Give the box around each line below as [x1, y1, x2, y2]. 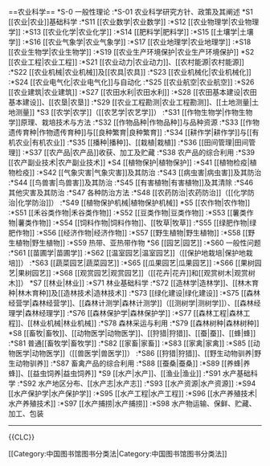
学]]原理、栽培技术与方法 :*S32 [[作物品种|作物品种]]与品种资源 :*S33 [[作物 [8, 117, 260, 127]
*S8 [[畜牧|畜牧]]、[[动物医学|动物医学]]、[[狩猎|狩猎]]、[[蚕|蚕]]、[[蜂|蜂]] [8, 329, 256, 337]
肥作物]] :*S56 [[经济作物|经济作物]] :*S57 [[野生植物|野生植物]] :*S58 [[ [8, 228, 248, 237]
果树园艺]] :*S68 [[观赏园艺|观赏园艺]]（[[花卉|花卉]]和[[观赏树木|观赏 [17, 268, 249, 277]
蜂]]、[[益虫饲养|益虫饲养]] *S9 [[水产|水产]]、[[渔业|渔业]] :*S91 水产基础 [8, 369, 252, 378]
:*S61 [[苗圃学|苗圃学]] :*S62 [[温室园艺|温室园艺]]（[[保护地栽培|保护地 [8, 248, 247, 257]
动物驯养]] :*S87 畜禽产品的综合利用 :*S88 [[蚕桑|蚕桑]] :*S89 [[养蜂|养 [14, 358, 251, 368]
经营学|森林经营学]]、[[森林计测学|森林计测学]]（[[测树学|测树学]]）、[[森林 [8, 298, 255, 308]
